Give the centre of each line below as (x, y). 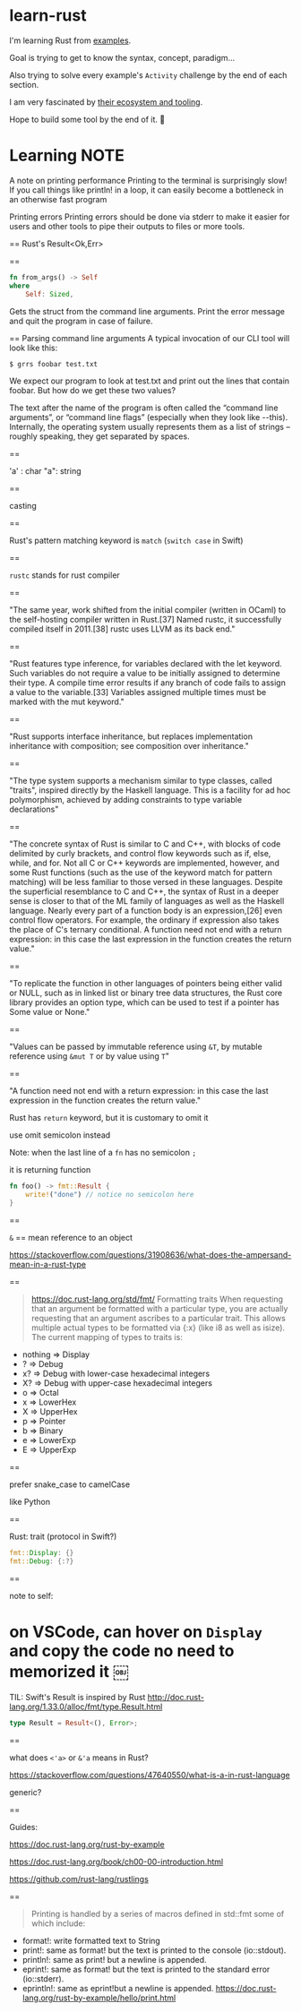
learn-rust (48, 16)
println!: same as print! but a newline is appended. (115, 1959)
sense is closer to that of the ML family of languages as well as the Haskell (147, 901)
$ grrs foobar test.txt (54, 364)
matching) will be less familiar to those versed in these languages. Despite (146, 882)
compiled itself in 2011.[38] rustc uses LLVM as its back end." (122, 629)
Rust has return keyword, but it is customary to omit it (109, 1118)
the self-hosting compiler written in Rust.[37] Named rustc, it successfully (146, 620)
